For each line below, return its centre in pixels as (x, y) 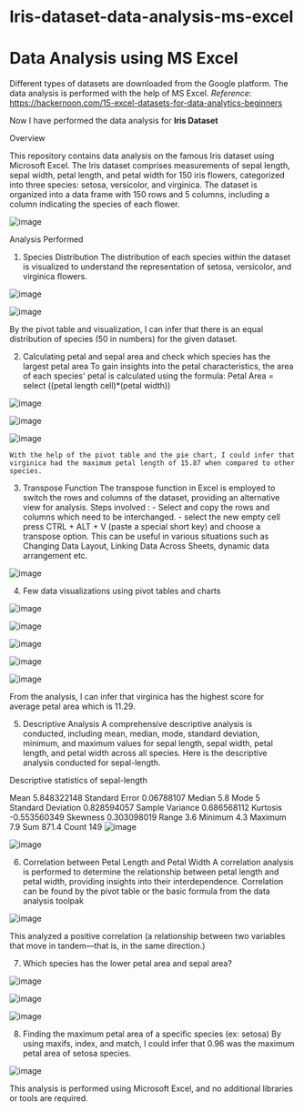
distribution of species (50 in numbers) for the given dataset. (124, 339)
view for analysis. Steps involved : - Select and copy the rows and (146, 508)
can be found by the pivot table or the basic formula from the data (146, 891)
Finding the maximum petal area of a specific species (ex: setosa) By (152, 1034)
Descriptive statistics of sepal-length (78, 781)
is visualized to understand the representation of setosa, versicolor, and (157, 267)
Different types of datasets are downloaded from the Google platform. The (149, 84)
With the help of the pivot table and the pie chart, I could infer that (152, 455)
